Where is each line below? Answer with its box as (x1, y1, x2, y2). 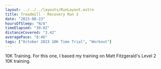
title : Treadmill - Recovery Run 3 (5, 12, 79, 17)
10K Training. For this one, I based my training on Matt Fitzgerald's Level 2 (5, 53, 157, 59)
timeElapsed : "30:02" (5, 26, 50, 31)
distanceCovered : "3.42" (5, 30, 56, 35)
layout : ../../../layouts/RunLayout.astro (5, 7, 94, 12)
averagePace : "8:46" (5, 35, 48, 40)
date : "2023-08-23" (5, 16, 46, 21)
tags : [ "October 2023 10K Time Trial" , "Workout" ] (5, 39, 112, 44)
